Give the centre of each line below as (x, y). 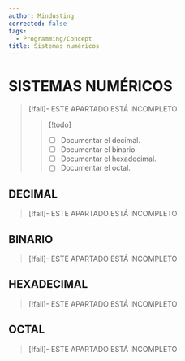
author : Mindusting (41, 16)
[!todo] (60, 125)
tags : (17, 31)
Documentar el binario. (99, 150)
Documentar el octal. (96, 168)
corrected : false (38, 24)
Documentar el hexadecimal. (108, 159)
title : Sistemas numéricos (54, 46)
